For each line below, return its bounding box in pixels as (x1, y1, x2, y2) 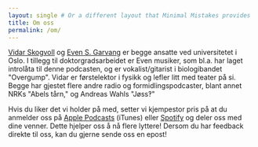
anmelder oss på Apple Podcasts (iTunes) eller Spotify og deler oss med (8, 113, 242, 123)
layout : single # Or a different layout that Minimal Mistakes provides (8, 11, 251, 20)
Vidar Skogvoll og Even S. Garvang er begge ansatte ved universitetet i (8, 48, 238, 57)
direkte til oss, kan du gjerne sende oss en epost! (8, 130, 167, 139)
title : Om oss (8, 19, 55, 27)
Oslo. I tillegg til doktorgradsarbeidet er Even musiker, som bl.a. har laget (8, 56, 243, 65)
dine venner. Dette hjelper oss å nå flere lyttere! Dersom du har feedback (8, 121, 245, 130)
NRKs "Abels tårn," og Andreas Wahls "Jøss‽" (8, 90, 155, 99)
